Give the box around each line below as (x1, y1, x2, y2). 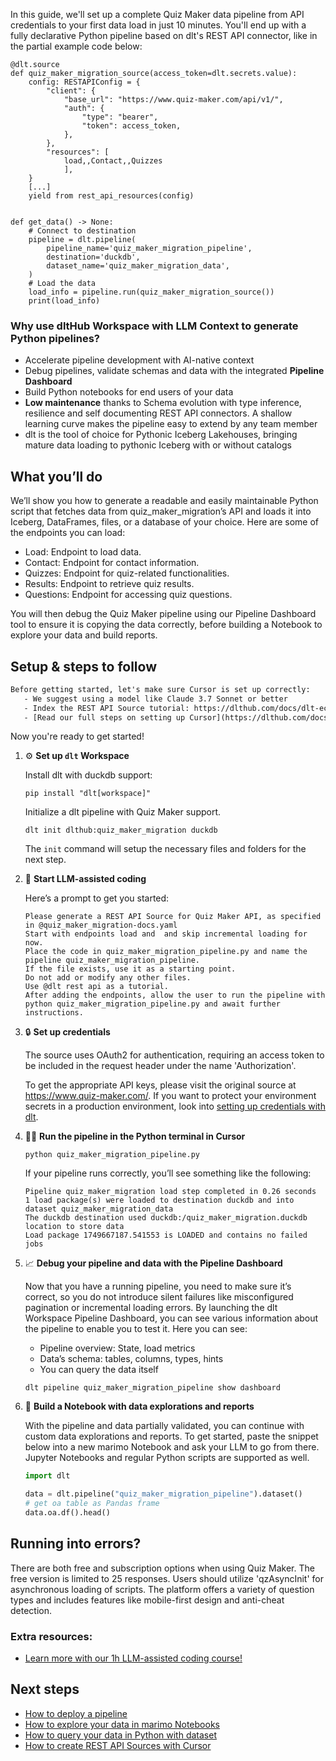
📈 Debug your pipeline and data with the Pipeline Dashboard (24, 1257, 283, 1269)
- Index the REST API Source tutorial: (23, 703, 190, 713)
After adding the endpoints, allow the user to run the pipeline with (24, 990, 326, 1001)
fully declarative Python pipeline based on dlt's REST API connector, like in (10, 30, 318, 41)
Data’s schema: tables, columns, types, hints (39, 1353, 224, 1365)
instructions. (24, 1008, 84, 1018)
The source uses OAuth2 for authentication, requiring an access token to (24, 1049, 325, 1061)
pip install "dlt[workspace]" (24, 789, 152, 799)
